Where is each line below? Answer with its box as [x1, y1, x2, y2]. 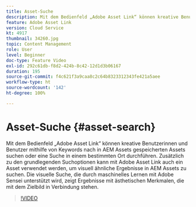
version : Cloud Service [6, 25, 64, 31]
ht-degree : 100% [6, 90, 45, 96]
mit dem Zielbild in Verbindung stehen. [6, 183, 99, 190]
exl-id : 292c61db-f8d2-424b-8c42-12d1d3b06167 [6, 63, 121, 69]
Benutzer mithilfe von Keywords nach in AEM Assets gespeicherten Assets [6, 146, 185, 153]
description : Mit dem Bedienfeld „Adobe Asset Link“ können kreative [6, 14, 179, 20]
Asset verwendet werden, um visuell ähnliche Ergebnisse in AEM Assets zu [6, 164, 187, 171]
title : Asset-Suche [6, 8, 54, 15]
